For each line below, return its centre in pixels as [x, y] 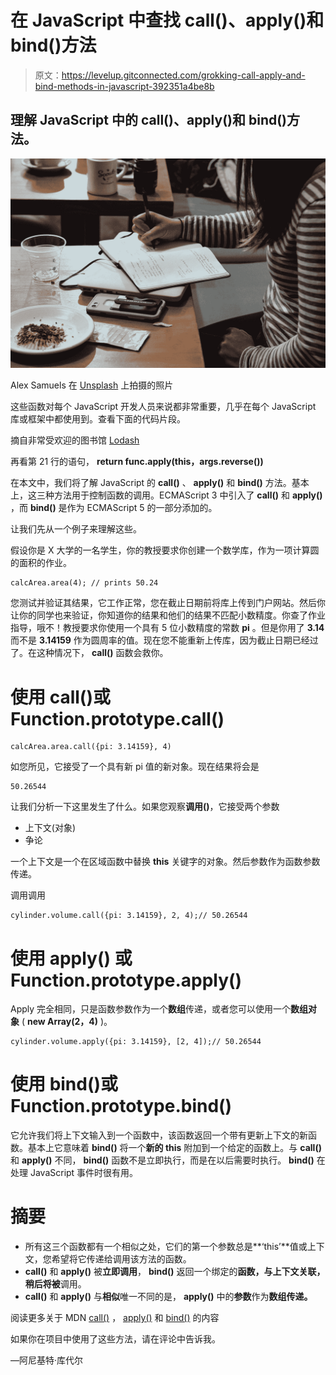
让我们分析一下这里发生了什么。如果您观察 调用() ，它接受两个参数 [145, 807]
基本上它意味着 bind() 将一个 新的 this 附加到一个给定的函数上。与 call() [174, 1148]
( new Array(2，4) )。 [67, 1022]
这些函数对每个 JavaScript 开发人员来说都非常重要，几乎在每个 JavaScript [163, 407]
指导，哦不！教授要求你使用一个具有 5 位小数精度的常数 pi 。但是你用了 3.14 [167, 628]
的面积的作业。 [41, 563]
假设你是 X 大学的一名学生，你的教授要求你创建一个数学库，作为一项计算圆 [165, 550]
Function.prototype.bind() [121, 1106]
